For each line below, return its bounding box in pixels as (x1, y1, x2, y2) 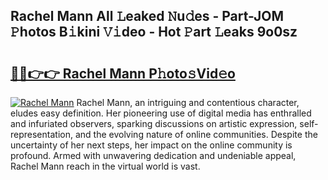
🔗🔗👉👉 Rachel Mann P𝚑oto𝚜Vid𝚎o (10, 65, 236, 82)
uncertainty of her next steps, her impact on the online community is (10, 139, 293, 151)
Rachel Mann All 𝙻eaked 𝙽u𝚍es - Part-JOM (10, 8, 284, 25)
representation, (10, 129, 73, 140)
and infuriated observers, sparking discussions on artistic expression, (10, 118, 298, 129)
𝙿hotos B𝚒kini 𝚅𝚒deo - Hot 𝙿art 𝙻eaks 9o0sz (10, 24, 298, 41)
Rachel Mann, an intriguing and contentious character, (76, 97, 300, 108)
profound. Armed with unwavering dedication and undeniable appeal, (10, 150, 297, 161)
